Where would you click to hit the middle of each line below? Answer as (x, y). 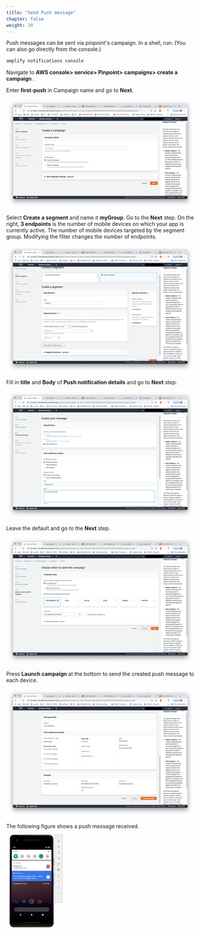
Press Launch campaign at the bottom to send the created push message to (100, 674)
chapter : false (25, 19)
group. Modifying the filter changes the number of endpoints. (81, 237)
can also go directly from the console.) (54, 49)
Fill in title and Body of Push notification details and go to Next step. (92, 382)
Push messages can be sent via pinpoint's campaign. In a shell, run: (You (96, 43)
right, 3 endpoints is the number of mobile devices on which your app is (95, 223)
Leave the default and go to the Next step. (58, 528)
